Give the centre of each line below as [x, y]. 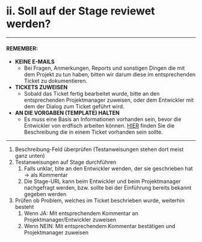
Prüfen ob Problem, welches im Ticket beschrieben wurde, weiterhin [100, 200]
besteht [24, 207]
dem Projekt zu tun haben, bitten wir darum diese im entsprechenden [110, 75]
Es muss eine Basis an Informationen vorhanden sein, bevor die [103, 119]
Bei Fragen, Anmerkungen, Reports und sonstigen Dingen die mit [104, 68]
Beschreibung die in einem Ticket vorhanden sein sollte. [93, 132]
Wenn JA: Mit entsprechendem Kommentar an [81, 213]
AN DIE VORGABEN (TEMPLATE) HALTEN [67, 113]
